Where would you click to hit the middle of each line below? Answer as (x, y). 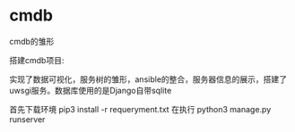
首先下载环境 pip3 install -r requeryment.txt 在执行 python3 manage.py (140, 109)
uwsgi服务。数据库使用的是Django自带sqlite (91, 90)
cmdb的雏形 (32, 41)
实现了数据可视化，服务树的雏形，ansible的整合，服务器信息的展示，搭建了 (148, 79)
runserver (27, 119)
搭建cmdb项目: (37, 60)
